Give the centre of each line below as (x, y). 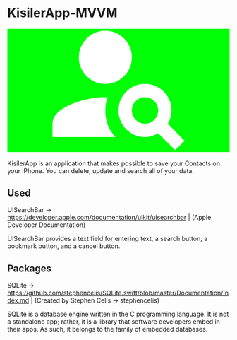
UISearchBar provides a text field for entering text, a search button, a (108, 239)
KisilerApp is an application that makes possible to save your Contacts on (114, 163)
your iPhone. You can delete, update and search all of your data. (101, 170)
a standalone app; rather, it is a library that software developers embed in (114, 322)
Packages (29, 268)
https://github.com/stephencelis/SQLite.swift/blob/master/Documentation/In (118, 293)
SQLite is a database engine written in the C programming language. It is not (118, 314)
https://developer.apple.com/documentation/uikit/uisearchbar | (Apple (109, 218)
